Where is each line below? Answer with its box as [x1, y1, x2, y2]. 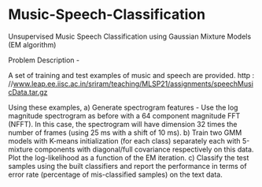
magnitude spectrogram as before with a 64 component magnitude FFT [8, 110, 241, 120]
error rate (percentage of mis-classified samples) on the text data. [8, 170, 223, 179]
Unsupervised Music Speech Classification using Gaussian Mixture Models [8, 32, 252, 41]
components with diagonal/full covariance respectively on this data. [34, 144, 254, 154]
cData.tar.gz [8, 87, 48, 96]
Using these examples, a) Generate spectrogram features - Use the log [8, 103, 238, 112]
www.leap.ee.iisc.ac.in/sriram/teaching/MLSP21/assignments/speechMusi [13, 79, 254, 88]
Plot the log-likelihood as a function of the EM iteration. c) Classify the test [8, 152, 249, 163]
